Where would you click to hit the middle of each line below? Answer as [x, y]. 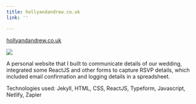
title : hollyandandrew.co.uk [43, 12]
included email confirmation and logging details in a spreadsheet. [88, 76]
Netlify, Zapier [24, 94]
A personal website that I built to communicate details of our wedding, [94, 63]
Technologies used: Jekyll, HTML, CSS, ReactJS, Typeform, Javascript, [96, 88]
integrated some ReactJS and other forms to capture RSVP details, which [98, 70]
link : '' [17, 18]
